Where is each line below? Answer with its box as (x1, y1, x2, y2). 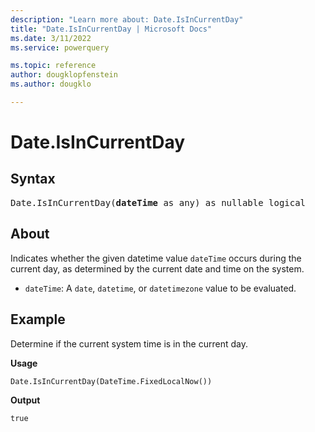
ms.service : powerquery (10, 42, 110, 53)
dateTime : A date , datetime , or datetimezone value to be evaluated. (24, 282, 297, 294)
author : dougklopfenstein (10, 70, 118, 80)
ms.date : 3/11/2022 (10, 33, 92, 43)
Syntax (10, 171, 56, 188)
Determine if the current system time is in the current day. (10, 337, 248, 350)
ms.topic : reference (10, 61, 97, 71)
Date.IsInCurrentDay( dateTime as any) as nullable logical (10, 197, 307, 208)
